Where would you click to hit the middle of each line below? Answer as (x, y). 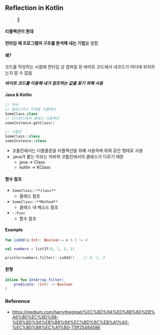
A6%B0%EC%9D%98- (35, 317)
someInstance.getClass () (30, 123)
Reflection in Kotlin (34, 8)
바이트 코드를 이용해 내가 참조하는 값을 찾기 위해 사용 (54, 83)
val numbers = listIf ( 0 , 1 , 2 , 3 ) (40, 249)
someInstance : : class (26, 141)
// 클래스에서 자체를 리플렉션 (31, 109)
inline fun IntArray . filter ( (34, 280)
